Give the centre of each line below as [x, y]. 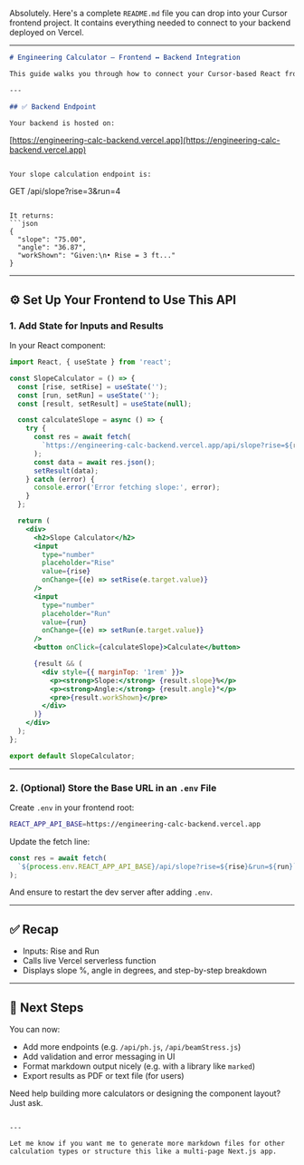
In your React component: [57, 346]
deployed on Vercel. [47, 32]
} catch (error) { [60, 479]
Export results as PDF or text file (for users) [103, 1076]
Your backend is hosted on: [62, 123]
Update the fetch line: [50, 841]
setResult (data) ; [66, 471]
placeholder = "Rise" [79, 563]
